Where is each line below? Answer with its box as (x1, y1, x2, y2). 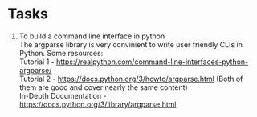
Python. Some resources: (18, 48, 104, 58)
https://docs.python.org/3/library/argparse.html (18, 99, 177, 109)
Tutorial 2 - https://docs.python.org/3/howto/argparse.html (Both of (18, 74, 243, 83)
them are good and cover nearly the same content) (18, 82, 188, 92)
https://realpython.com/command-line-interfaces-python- (55, 57, 249, 67)
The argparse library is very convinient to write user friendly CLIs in (18, 39, 243, 49)
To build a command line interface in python (18, 31, 165, 41)
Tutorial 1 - (18, 57, 55, 67)
